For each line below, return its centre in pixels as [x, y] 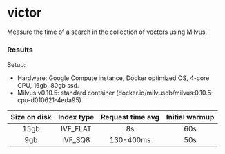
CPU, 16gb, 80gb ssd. [48, 86]
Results [20, 50]
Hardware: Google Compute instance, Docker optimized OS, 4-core [113, 78]
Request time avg [130, 117]
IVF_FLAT [76, 129]
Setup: [17, 65]
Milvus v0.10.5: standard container [66, 93]
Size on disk [31, 117]
